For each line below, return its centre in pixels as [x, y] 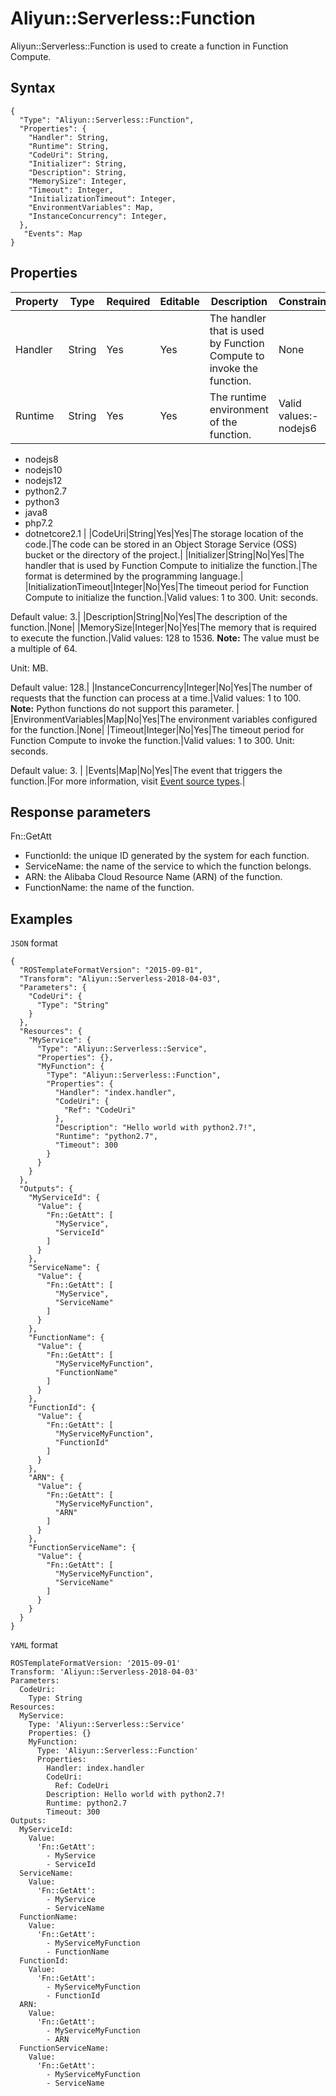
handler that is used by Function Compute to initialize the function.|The [171, 565]
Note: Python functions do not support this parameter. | [125, 708]
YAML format [34, 1645]
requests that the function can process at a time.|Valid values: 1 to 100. [156, 698]
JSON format [34, 943]
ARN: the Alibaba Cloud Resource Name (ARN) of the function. [153, 877]
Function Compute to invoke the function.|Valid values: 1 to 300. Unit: [152, 740]
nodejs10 [43, 469]
